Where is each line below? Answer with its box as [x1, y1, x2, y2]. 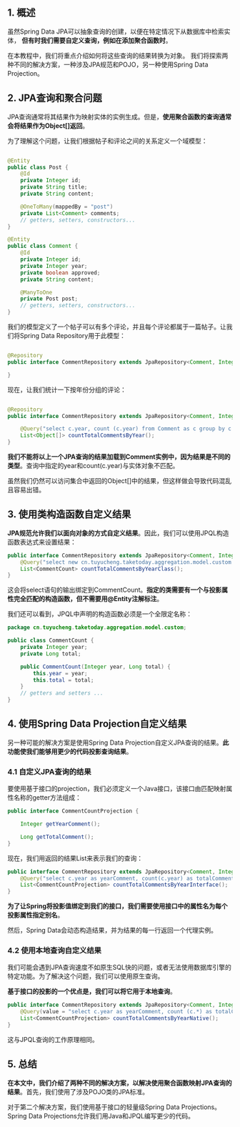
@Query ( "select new [20, 558, 79, 566]
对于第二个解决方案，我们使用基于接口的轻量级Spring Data [7, 1103, 180, 1111]
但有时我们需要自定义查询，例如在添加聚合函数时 [21, 36, 166, 44]
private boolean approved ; [20, 269, 101, 277]
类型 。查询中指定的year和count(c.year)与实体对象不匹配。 [7, 462, 179, 470]
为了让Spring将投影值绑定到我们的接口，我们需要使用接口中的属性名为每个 [7, 902, 229, 910]
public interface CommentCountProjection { [7, 808, 139, 815]
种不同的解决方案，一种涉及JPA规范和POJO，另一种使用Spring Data [7, 60, 209, 69]
